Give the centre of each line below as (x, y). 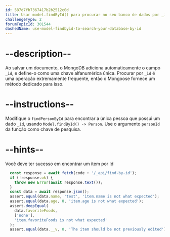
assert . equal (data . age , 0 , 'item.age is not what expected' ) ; (77, 201)
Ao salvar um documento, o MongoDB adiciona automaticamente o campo (83, 68)
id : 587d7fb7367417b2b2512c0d (37, 10)
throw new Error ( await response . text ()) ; (58, 182)
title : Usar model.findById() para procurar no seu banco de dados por (82, 15)
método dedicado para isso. (35, 84)
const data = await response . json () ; (50, 192)
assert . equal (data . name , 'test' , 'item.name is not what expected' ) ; (84, 196)
